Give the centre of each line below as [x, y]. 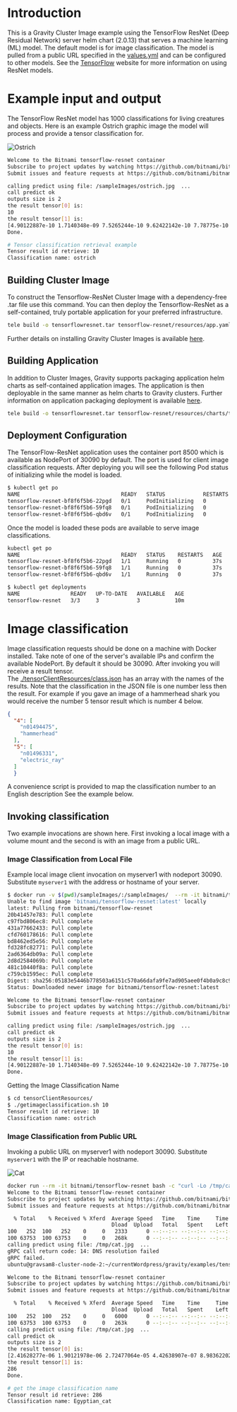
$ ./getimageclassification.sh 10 [58, 1105]
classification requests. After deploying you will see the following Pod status [118, 468]
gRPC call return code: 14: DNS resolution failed [83, 1251]
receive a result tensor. [41, 671]
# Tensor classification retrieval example [72, 245]
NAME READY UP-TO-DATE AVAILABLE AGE [96, 594]
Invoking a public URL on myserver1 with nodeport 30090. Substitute [108, 1152]
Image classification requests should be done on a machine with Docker [112, 648]
